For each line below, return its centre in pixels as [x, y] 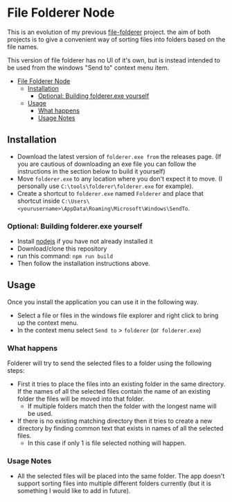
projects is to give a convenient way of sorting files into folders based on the [116, 39]
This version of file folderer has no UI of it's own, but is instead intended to [114, 60]
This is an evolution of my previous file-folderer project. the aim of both [109, 32]
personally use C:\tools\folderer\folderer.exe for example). [105, 186]
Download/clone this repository [62, 249]
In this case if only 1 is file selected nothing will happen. [107, 443]
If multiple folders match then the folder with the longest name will [122, 406]
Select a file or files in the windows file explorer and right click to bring [118, 315]
